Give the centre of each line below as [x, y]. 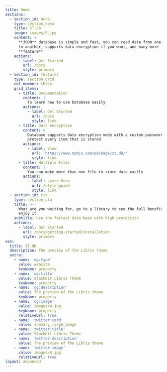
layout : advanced [23, 362]
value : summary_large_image [47, 325]
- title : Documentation [43, 93]
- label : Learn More [48, 181]
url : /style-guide [51, 186]
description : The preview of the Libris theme [59, 250]
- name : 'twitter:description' [46, 339]
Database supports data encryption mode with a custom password [95, 135]
